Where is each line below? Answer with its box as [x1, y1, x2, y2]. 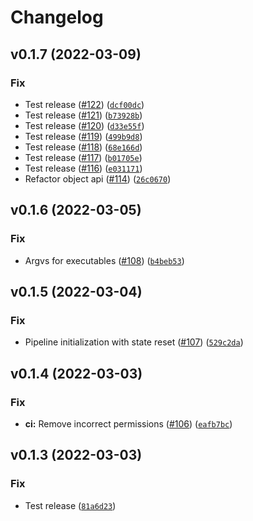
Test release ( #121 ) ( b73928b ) [24, 109, 143, 121]
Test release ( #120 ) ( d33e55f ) [24, 119, 145, 131]
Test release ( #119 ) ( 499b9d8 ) [24, 130, 143, 142]
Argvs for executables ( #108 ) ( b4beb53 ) [24, 254, 185, 266]
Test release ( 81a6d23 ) [24, 499, 117, 511]
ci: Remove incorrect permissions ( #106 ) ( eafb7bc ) [24, 417, 233, 430]
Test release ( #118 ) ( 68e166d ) [24, 141, 143, 153]
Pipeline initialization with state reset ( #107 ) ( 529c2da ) [24, 336, 244, 348]
